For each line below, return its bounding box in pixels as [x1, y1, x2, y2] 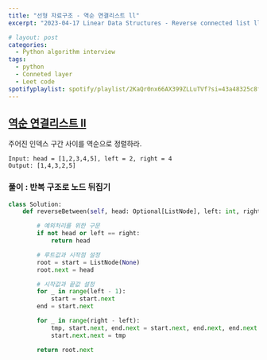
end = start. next [37, 303, 94, 311]
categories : [8, 41, 48, 48]
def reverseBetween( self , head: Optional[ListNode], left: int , [22, 207, 240, 215]
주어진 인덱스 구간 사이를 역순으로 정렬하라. [8, 139, 142, 149]
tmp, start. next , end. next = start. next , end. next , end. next [50, 323, 258, 332]
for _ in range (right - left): [37, 317, 141, 325]
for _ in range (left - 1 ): [37, 288, 126, 296]
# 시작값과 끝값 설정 [37, 280, 95, 288]
